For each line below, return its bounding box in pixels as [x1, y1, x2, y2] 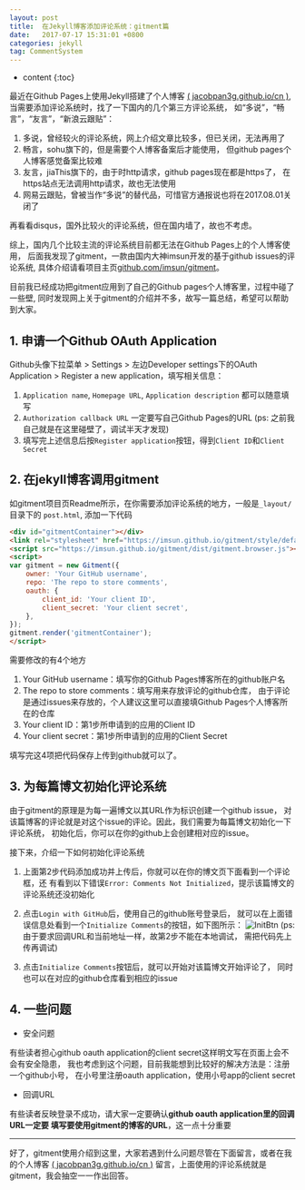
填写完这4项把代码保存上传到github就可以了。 [9, 750, 182, 761]
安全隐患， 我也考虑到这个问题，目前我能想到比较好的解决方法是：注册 [25, 1058, 290, 1069]
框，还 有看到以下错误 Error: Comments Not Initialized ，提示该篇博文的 [22, 877, 295, 888]
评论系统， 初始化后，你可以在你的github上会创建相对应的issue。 [9, 827, 254, 838]
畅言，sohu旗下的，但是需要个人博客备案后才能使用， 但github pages [22, 144, 284, 155]
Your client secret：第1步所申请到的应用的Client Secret [22, 731, 228, 741]
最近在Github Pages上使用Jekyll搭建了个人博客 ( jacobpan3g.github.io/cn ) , [9, 91, 292, 102]
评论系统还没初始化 [22, 889, 95, 900]
